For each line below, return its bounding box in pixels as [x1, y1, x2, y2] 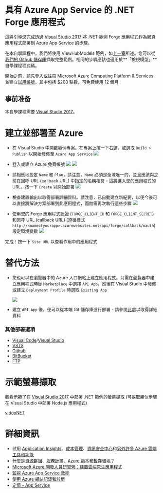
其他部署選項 [5, 326, 36, 333]
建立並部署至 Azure [5, 128, 84, 138]
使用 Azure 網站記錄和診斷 [12, 476, 65, 482]
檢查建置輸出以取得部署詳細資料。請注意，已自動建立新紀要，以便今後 [12, 194, 153, 200]
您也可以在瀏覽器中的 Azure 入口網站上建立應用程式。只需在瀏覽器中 [12, 274, 150, 280]
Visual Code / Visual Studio [12, 337, 65, 343]
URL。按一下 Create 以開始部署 [12, 184, 74, 190]
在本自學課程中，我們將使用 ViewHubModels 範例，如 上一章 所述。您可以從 [5, 50, 156, 56]
